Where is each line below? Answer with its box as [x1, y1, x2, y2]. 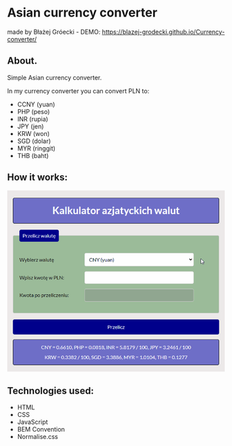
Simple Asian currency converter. [7, 73, 102, 81]
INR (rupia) [17, 115, 48, 123]
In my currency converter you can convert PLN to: [7, 86, 150, 95]
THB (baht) [17, 151, 49, 159]
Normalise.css [17, 433, 59, 441]
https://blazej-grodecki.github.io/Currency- [101, 28, 225, 36]
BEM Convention [17, 425, 66, 434]
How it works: [7, 171, 68, 184]
